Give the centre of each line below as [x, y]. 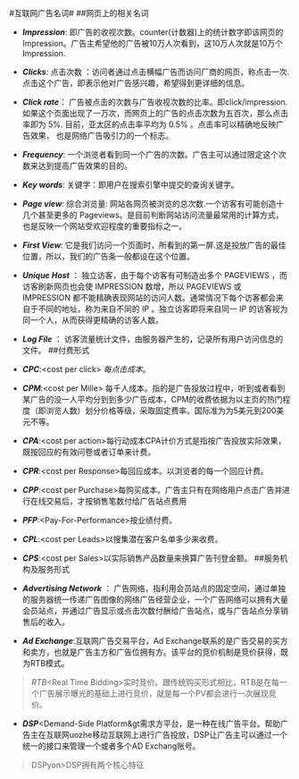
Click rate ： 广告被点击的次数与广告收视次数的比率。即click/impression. [155, 102]
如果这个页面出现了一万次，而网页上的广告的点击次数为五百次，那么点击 [155, 113]
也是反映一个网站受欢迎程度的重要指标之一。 [104, 226]
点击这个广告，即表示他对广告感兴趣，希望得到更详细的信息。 [136, 83]
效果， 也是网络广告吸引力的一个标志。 [102, 135]
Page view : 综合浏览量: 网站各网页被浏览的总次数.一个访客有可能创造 [149, 203]
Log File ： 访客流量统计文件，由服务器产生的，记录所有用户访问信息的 [153, 339]
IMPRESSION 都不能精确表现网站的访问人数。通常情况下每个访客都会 [149, 297]
